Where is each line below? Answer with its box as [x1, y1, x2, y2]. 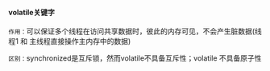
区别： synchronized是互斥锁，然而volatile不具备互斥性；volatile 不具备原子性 [8, 53, 262, 63]
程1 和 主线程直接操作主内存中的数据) [8, 37, 131, 46]
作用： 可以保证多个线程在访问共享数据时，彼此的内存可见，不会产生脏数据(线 [8, 26, 262, 36]
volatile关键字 [8, 7, 55, 17]
